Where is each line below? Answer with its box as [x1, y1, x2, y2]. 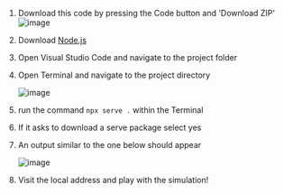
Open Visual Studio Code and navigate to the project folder [17, 52, 237, 62]
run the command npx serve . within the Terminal [17, 105, 204, 115]
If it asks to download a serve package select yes [17, 122, 202, 133]
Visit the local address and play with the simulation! [17, 175, 209, 185]
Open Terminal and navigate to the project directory [17, 69, 211, 80]
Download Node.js [17, 35, 87, 45]
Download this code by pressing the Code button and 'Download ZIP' [17, 8, 276, 18]
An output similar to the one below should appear [17, 140, 202, 150]
